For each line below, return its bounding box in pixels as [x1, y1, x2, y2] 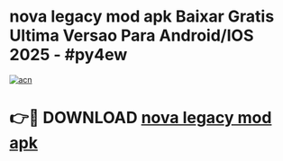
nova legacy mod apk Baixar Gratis [9, 6, 275, 27]
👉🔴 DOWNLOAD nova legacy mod [9, 108, 272, 128]
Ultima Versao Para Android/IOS [9, 25, 254, 46]
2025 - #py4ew [9, 45, 128, 65]
